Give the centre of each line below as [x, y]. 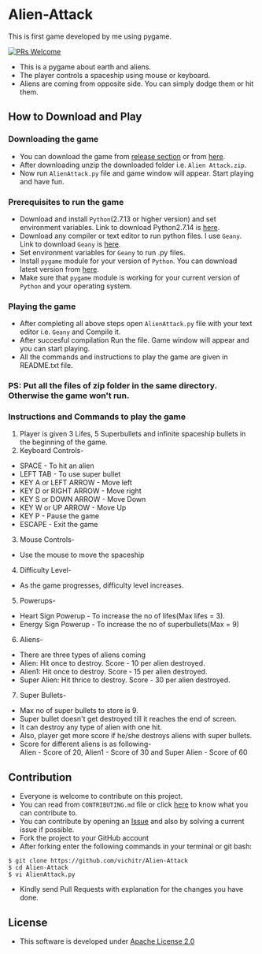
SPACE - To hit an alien [57, 466]
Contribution [40, 777]
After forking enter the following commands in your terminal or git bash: [136, 846]
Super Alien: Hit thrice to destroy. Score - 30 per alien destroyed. [125, 680]
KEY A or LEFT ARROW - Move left [76, 483]
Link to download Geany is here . [70, 244]
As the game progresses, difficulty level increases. [101, 585]
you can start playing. [55, 349]
